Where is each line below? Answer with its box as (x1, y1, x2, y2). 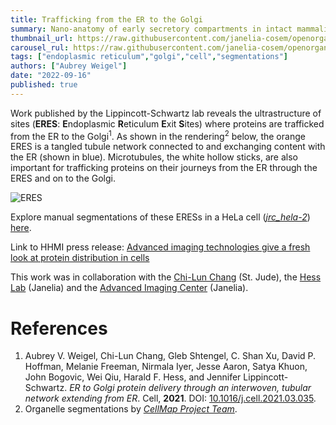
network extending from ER (24, 392, 138, 405)
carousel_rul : (10, 42, 70, 53)
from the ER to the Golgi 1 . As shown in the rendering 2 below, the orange (10, 128, 306, 142)
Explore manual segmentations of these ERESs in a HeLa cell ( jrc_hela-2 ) (10, 211, 311, 223)
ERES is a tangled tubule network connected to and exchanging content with (10, 141, 326, 153)
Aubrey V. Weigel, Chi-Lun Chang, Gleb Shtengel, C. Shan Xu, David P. (24, 350, 317, 362)
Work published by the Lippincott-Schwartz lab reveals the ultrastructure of (10, 107, 322, 119)
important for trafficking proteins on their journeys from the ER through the (10, 162, 318, 174)
